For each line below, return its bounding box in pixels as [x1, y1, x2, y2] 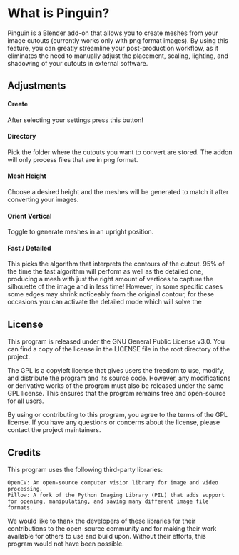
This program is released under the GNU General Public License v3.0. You [7, 337, 225, 346]
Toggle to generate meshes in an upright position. [7, 227, 154, 236]
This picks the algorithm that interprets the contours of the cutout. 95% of [7, 259, 225, 269]
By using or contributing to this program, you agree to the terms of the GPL [7, 411, 228, 419]
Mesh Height [7, 171, 46, 180]
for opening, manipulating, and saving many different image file [7, 498, 209, 505]
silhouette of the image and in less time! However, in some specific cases [7, 282, 223, 291]
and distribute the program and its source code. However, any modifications [7, 374, 231, 383]
